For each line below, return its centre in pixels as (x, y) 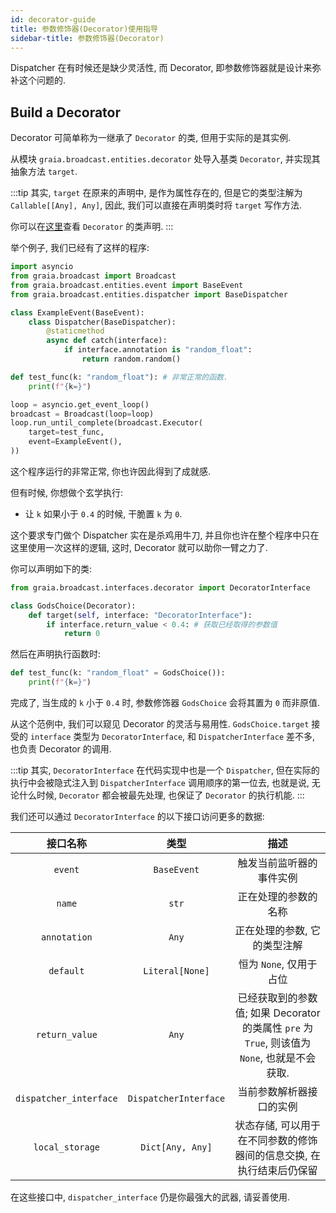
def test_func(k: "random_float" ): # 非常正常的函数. (119, 377)
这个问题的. (42, 80)
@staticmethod (75, 331)
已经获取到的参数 (277, 998)
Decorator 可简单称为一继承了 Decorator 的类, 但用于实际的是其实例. (151, 138)
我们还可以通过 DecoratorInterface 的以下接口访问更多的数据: (137, 817)
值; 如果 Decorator (277, 1013)
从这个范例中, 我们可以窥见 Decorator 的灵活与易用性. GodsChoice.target (160, 724)
